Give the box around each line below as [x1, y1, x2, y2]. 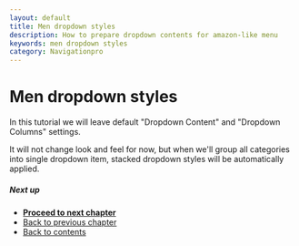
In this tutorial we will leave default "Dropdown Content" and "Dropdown [9, 117, 281, 128]
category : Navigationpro [9, 47, 104, 56]
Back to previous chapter [22, 217, 117, 228]
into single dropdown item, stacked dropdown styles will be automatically [9, 154, 284, 165]
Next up [9, 184, 40, 195]
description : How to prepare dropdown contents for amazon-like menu [9, 30, 279, 39]
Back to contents [22, 227, 86, 238]
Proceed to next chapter [22, 207, 116, 219]
